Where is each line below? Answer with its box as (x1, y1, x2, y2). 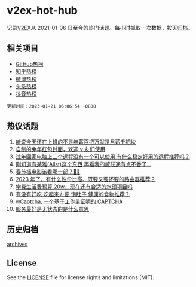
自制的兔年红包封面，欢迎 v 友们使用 (15, 145, 106, 152)
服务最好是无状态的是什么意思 (15, 205, 89, 212)
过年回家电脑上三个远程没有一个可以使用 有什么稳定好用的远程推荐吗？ (15, 153, 190, 160)
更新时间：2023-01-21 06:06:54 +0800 (7, 103, 96, 109)
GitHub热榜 (15, 60, 44, 68)
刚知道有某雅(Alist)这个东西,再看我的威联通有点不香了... (15, 160, 152, 167)
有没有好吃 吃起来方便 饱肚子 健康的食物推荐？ (15, 190, 130, 197)
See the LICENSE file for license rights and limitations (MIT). (7, 274, 155, 281)
